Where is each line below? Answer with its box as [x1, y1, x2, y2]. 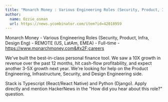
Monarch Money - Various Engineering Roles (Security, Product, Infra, [5, 35, 149, 41]
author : [5, 12, 21, 17]
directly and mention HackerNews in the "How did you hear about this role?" [5, 86, 162, 92]
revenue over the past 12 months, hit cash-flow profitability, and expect [5, 60, 152, 66]
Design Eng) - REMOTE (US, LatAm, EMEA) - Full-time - [5, 40, 120, 46]
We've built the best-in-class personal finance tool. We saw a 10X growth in [5, 55, 161, 61]
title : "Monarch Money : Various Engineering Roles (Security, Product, [5, 7, 160, 12]
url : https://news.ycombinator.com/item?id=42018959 [9, 21, 122, 26]
